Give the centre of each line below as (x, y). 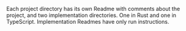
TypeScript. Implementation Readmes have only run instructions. (88, 22)
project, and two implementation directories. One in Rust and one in (91, 15)
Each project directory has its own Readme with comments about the (93, 9)
